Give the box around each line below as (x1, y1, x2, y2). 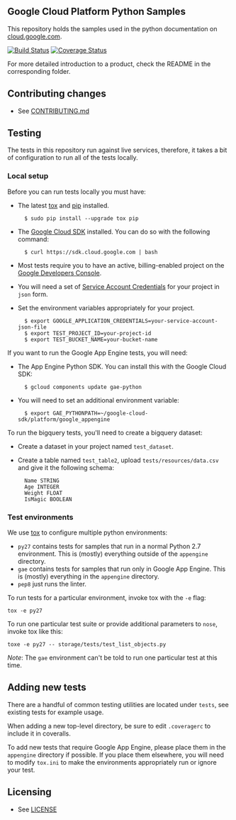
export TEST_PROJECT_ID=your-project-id (30, 329, 152, 337)
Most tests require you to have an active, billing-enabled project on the (17, 261, 225, 269)
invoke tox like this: (7, 628, 63, 636)
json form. (17, 290, 48, 298)
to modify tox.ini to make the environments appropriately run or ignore (7, 758, 218, 766)
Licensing (7, 786, 52, 798)
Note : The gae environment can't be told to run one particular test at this (7, 653, 218, 662)
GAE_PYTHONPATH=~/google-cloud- (52, 410, 149, 417)
